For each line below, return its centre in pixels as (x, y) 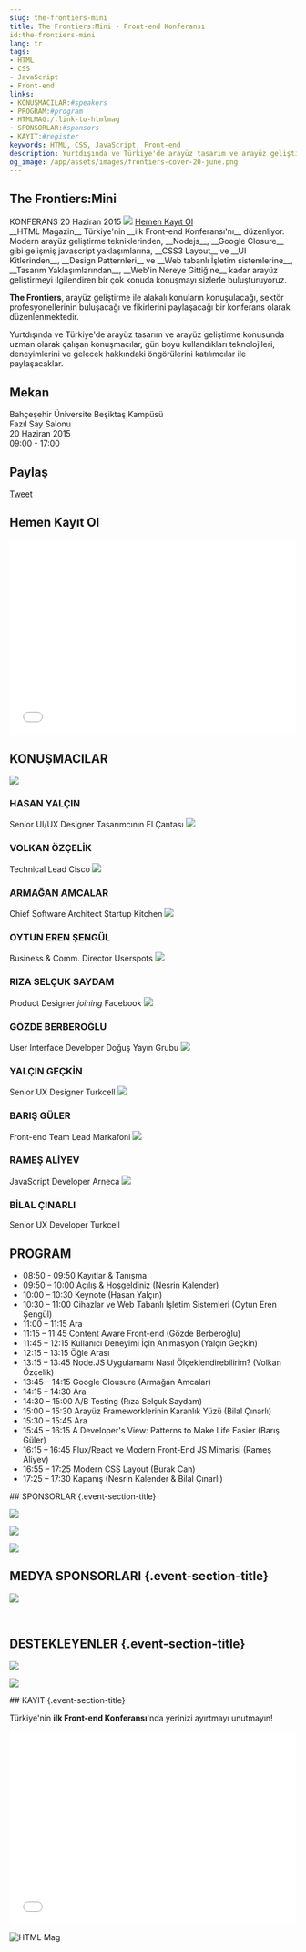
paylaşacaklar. (36, 364)
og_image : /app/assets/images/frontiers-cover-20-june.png (124, 162)
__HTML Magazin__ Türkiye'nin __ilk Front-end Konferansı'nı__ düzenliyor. (147, 231)
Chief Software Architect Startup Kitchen (86, 914)
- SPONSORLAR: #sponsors (55, 128)
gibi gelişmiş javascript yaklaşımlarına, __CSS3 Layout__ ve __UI (128, 251)
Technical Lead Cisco (50, 869)
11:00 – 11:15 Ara (52, 1323)
